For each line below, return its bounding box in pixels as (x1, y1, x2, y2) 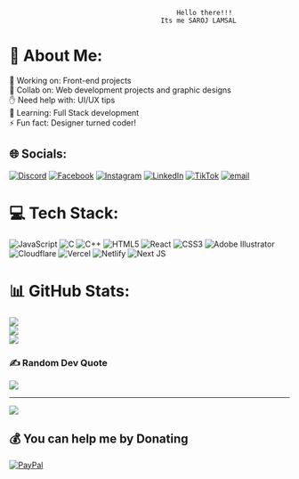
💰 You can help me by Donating (9, 432, 189, 447)
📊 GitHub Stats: (9, 280, 131, 301)
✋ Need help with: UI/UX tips (9, 94, 116, 105)
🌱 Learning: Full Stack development (9, 107, 140, 118)
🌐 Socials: (9, 147, 68, 162)
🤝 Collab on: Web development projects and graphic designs (9, 85, 231, 95)
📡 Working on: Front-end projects (9, 75, 132, 85)
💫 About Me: (9, 45, 103, 66)
